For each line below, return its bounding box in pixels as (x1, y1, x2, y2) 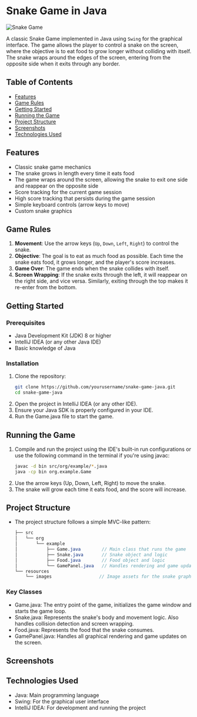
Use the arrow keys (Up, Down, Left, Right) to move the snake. (14, 479, 166, 486)
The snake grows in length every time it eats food (14, 169, 135, 176)
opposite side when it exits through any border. (6, 60, 121, 67)
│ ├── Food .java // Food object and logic (14, 557, 165, 563)
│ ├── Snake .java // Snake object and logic (14, 552, 168, 558)
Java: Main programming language (14, 692, 99, 699)
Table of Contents (6, 77, 74, 87)
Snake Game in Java (6, 4, 107, 18)
